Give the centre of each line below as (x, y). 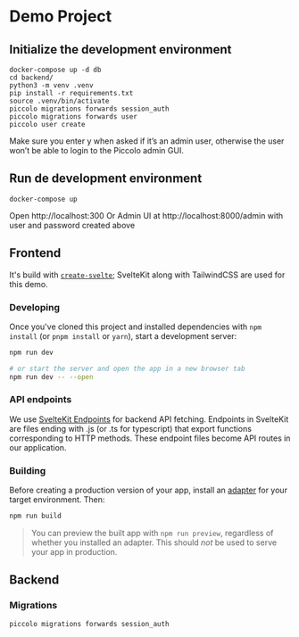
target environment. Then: (57, 500)
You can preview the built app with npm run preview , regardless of (152, 534)
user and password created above (72, 225)
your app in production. (74, 552)
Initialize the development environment (120, 50)
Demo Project (61, 17)
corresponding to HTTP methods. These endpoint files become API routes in (150, 438)
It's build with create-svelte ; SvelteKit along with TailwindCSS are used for (147, 275)
